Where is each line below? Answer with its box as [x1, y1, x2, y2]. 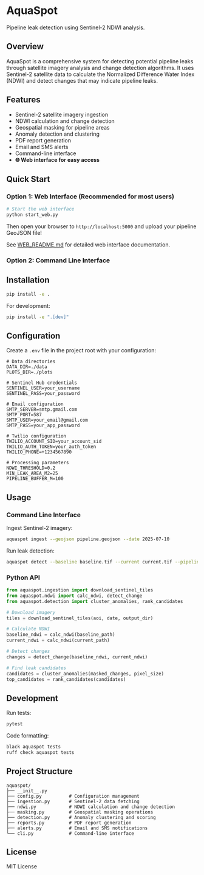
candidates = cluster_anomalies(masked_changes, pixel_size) [6, 671, 165, 677]
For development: [6, 302, 50, 309]
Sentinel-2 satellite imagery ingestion [15, 111, 109, 118]
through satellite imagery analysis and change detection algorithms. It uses [6, 64, 194, 71]
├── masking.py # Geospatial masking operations [6, 809, 154, 815]
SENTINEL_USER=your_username [6, 385, 80, 391]
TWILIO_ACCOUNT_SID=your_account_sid [6, 439, 102, 445]
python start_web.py [6, 212, 59, 218]
